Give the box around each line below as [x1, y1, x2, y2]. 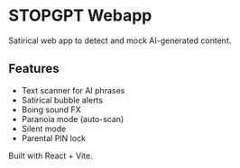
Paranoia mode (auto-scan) [21, 113, 125, 124]
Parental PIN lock [21, 132, 87, 144]
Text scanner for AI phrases [21, 84, 125, 95]
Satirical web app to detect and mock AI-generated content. [8, 35, 232, 46]
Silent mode [21, 123, 67, 134]
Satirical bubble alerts [21, 94, 103, 105]
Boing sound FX [21, 104, 82, 115]
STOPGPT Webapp [8, 5, 152, 26]
